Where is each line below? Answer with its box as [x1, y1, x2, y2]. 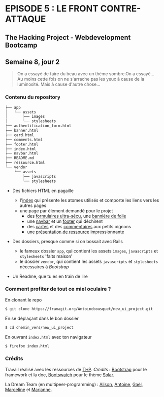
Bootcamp [5, 41, 38, 50]
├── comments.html [5, 137, 43, 142]
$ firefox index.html [5, 344, 50, 348]
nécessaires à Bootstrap [19, 263, 69, 270]
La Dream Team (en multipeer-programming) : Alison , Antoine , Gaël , [5, 381, 143, 387]
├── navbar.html [5, 151, 38, 156]
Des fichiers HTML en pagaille [12, 188, 74, 194]
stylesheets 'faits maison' [19, 253, 73, 259]
